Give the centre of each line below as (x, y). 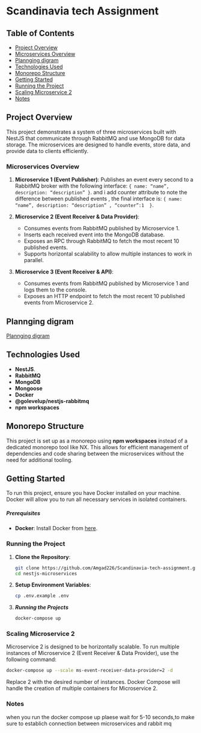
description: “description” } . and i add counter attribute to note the (101, 193)
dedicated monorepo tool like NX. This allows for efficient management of (97, 447)
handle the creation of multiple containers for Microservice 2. (82, 689)
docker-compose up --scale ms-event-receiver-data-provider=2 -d (89, 671)
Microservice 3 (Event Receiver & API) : (64, 272)
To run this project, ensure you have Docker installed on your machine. (94, 493)
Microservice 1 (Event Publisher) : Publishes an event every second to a (104, 180)
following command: (31, 660)
